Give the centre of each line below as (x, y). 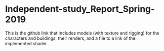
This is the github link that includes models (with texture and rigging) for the (82, 33)
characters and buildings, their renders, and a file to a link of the (70, 38)
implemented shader (26, 43)
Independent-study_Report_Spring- (80, 9)
